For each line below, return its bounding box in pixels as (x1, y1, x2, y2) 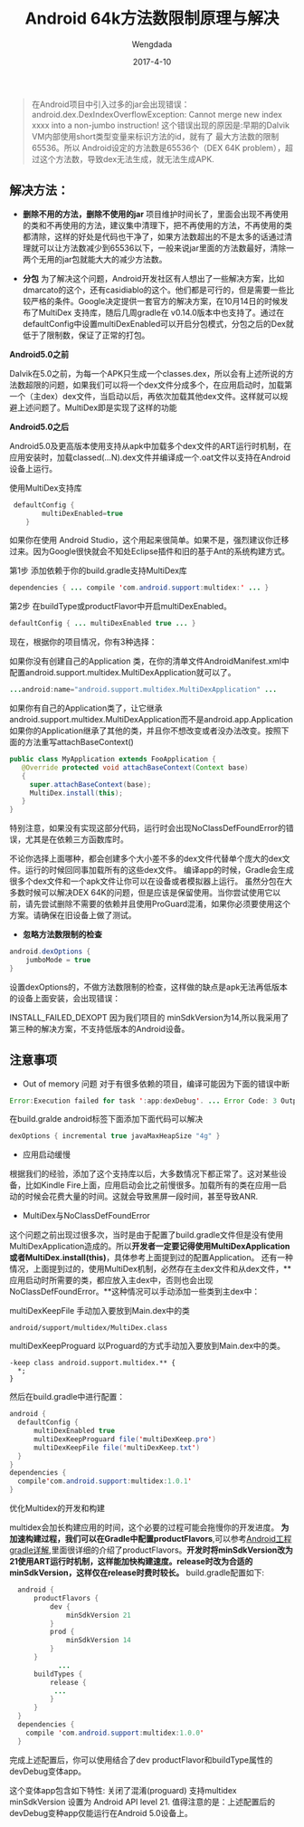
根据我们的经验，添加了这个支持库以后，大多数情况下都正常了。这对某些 (9, 1169, 279, 1180)
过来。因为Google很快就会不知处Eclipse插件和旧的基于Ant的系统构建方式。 (9, 546, 290, 557)
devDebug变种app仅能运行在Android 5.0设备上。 (9, 1807, 193, 1818)
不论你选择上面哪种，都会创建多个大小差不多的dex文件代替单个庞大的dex (9, 853, 283, 865)
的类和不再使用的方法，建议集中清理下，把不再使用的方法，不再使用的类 (22, 219, 292, 231)
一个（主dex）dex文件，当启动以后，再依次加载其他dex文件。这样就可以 (9, 390, 280, 401)
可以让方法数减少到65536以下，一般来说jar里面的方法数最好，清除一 (38, 242, 294, 253)
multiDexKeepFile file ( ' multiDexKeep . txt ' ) (33, 1443, 201, 1452)
